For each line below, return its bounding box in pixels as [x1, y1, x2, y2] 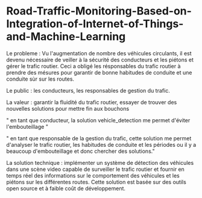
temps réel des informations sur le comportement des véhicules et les [6, 172, 180, 179]
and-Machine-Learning [6, 30, 126, 43]
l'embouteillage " [6, 123, 48, 130]
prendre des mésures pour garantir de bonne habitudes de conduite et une [6, 69, 192, 76]
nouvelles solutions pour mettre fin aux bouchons [6, 105, 130, 112]
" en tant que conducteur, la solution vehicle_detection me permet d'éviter [6, 116, 191, 124]
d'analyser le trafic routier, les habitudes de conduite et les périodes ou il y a [6, 141, 197, 148]
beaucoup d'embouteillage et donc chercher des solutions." [6, 147, 155, 155]
